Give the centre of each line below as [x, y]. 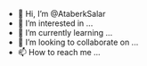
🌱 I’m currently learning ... [65, 33]
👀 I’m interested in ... [55, 23]
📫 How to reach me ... [59, 52]
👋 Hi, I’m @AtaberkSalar [61, 14]
